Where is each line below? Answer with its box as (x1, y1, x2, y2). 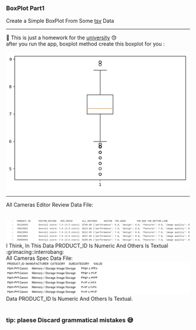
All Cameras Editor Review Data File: (6, 201, 93, 208)
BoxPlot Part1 (6, 4, 45, 12)
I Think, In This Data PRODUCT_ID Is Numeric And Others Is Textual (6, 242, 168, 249)
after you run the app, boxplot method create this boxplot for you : (6, 40, 165, 47)
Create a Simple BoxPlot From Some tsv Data (6, 18, 114, 25)
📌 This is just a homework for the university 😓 (6, 34, 117, 42)
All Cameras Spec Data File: (6, 255, 73, 262)
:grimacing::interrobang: (6, 248, 64, 255)
